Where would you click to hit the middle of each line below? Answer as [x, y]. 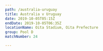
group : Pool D [19, 32]
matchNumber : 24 [21, 37]
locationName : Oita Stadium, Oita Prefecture [51, 28]
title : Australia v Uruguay [33, 14]
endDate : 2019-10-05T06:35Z [33, 23]
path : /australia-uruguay [31, 9]
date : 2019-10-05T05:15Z [30, 18]
